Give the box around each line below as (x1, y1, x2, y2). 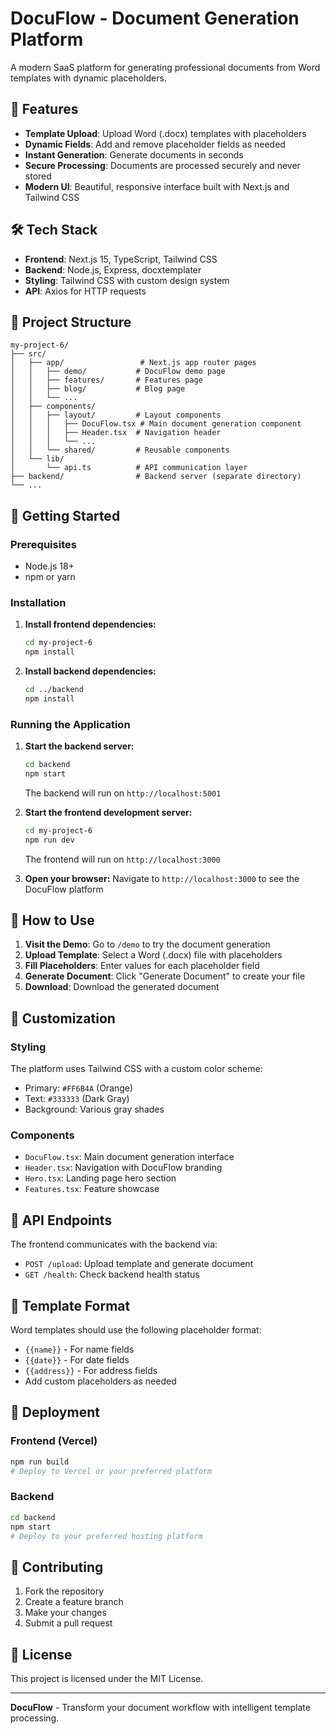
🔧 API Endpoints (10, 1212, 113, 1229)
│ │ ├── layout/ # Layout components (10, 410, 222, 421)
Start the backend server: (24, 740, 135, 752)
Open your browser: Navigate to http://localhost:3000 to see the (24, 872, 300, 884)
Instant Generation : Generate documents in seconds (24, 148, 244, 161)
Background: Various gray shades (24, 1103, 165, 1116)
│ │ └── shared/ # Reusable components (10, 445, 230, 456)
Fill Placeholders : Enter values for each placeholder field (24, 960, 260, 972)
